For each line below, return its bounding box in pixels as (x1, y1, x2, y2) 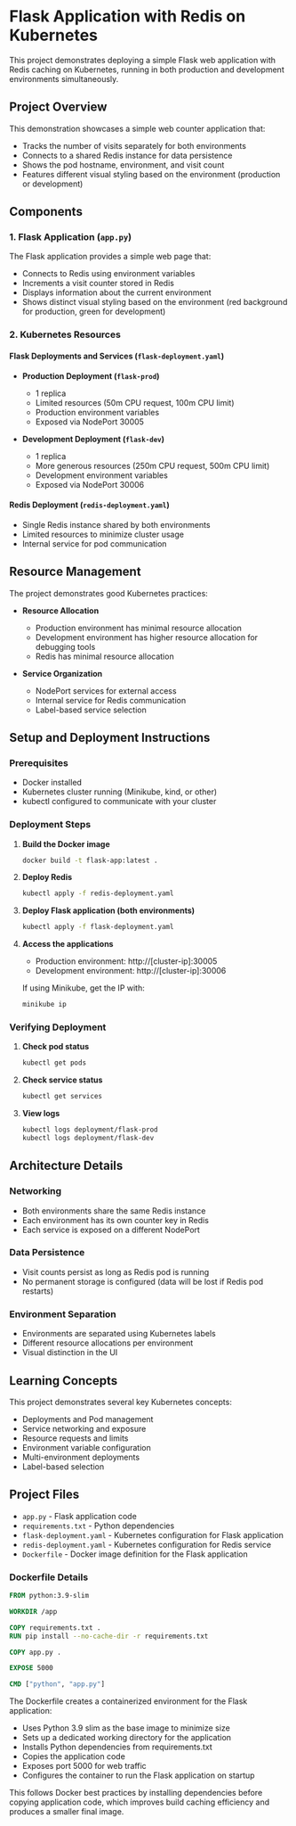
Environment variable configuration (21, 1442, 151, 1452)
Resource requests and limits (21, 1433, 129, 1444)
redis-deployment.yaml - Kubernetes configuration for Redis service (21, 1539, 272, 1550)
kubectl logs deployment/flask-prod (21, 1125, 158, 1134)
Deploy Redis (21, 872, 73, 883)
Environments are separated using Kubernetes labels (21, 1328, 216, 1339)
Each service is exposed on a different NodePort (21, 1224, 200, 1235)
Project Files (9, 1487, 80, 1502)
